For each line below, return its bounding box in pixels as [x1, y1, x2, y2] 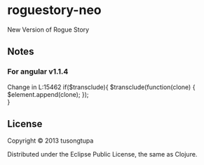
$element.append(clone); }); [7, 90, 89, 98]
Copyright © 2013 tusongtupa [7, 136, 94, 145]
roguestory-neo [7, 2, 102, 18]
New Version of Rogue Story [7, 25, 90, 34]
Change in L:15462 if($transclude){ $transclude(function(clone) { [7, 83, 196, 91]
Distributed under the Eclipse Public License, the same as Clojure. [7, 150, 198, 159]
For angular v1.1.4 [7, 67, 69, 77]
